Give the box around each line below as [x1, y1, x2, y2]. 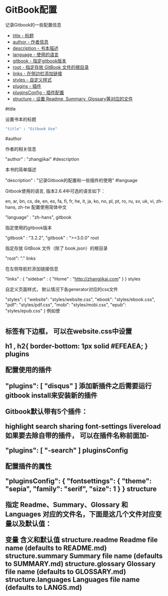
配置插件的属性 [5, 462, 52, 470]
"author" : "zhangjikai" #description [5, 156, 80, 162]
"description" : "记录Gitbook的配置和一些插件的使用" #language [5, 177, 138, 183]
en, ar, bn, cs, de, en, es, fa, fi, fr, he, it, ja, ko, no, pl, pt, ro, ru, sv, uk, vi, [5, 198, 155, 204]
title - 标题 [12, 32, 34, 38]
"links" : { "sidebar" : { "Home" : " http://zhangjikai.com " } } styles [5, 276, 141, 282]
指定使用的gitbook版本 [5, 224, 52, 231]
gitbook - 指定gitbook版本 [12, 58, 67, 64]
